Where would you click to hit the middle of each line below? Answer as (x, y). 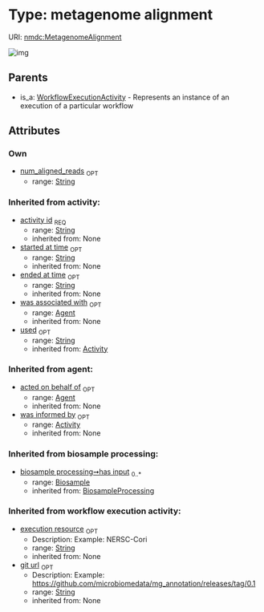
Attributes (34, 131)
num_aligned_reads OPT (59, 172)
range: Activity (56, 425)
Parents (28, 78)
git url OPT (37, 565)
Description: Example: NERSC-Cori (89, 539)
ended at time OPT (50, 276)
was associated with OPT (61, 303)
